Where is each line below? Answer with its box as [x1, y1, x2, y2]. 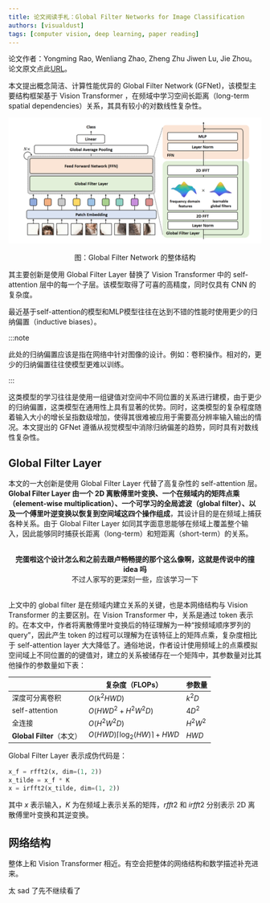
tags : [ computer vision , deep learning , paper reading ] [8, 30, 199, 38]
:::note [8, 333, 30, 343]
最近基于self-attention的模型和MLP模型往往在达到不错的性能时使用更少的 [8, 307, 251, 317]
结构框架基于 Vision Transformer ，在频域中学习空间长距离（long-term [14, 91, 250, 100]
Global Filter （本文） [11, 731, 82, 741]
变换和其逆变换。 [35, 810, 93, 819]
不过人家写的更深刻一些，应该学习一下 [72, 574, 198, 584]
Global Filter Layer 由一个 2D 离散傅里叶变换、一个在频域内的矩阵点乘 [8, 488, 240, 498]
